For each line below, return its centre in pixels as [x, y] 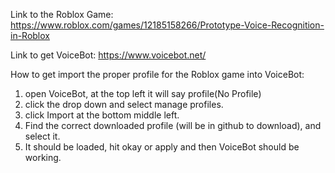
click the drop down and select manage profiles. [124, 104]
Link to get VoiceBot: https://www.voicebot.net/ [108, 55]
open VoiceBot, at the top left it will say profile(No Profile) [143, 93]
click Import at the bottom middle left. [102, 115]
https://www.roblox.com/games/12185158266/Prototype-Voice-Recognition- [167, 25]
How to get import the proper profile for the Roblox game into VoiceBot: [157, 74]
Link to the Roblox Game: [62, 14]
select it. [42, 136]
